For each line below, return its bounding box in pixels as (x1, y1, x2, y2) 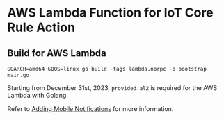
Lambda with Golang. (7, 92, 68, 99)
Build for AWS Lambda (7, 47, 106, 59)
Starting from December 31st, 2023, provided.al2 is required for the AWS (7, 84, 218, 92)
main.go (7, 71, 30, 78)
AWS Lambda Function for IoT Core (7, 5, 214, 21)
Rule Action (7, 19, 75, 35)
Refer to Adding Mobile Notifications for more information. (7, 105, 174, 112)
